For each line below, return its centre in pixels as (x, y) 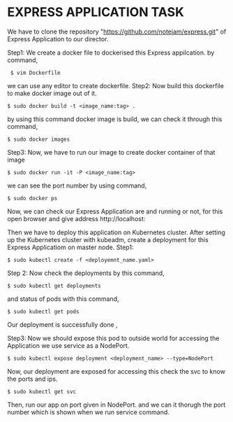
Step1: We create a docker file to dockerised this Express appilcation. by (111, 52)
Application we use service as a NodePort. (68, 345)
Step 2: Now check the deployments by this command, (86, 273)
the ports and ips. (32, 379)
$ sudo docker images (39, 139)
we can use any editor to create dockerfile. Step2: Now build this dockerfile (116, 85)
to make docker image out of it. (52, 93)
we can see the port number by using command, (77, 185)
